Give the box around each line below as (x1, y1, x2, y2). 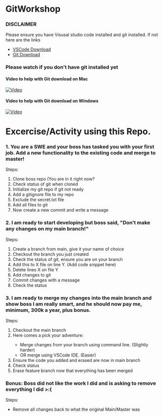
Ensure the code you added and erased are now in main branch (12, 357, 141, 363)
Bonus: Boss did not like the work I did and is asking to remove (5, 379, 156, 386)
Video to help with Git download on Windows (5, 98, 99, 104)
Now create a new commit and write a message (12, 207, 109, 213)
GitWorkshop (5, 3, 61, 15)
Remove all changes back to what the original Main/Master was (12, 406, 141, 413)
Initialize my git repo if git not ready (12, 186, 84, 192)
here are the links (5, 37, 41, 43)
